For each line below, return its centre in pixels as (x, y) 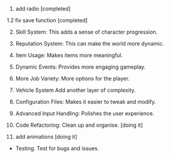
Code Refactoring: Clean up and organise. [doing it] (79, 125)
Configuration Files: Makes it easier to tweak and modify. (86, 102)
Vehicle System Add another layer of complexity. (75, 90)
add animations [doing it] (46, 137)
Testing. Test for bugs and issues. (57, 148)
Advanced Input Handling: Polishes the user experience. (85, 113)
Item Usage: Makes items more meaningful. (69, 55)
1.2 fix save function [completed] (47, 20)
